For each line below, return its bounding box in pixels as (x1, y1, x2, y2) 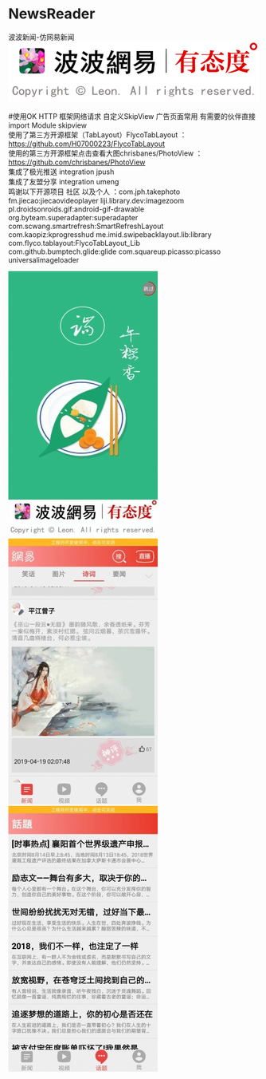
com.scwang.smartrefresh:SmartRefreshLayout (8, 221, 164, 231)
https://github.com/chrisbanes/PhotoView (8, 157, 146, 167)
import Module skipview (8, 121, 88, 130)
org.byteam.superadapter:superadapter (8, 212, 139, 222)
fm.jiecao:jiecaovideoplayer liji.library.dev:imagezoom (8, 196, 185, 205)
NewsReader (8, 5, 96, 23)
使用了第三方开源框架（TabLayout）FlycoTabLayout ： (8, 129, 187, 140)
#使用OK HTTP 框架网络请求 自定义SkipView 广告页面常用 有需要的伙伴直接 (8, 111, 256, 121)
